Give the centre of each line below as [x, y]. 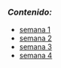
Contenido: [30, 12]
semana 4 [36, 56]
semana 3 [36, 47]
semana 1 [35, 30]
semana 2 [36, 38]
